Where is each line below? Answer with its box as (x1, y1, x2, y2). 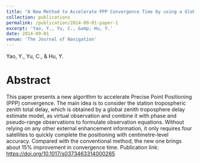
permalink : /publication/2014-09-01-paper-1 (6, 20, 118, 26)
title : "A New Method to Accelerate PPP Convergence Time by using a (6, 8, 183, 15)
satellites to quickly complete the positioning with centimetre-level (6, 131, 168, 138)
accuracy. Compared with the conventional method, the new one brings (6, 137, 182, 145)
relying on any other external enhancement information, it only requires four (6, 124, 192, 131)
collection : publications (6, 14, 70, 20)
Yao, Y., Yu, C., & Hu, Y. (6, 53, 64, 59)
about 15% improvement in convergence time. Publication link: (6, 143, 159, 151)
